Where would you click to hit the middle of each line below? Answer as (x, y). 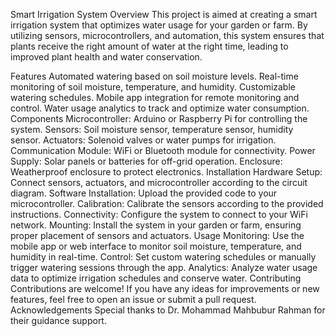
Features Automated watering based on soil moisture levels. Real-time (154, 76)
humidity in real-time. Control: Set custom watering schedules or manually (163, 257)
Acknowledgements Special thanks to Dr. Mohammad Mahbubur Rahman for (168, 310)
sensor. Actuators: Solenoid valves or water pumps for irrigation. (143, 140)
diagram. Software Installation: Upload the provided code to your (144, 193)
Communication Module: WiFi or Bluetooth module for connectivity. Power (163, 150)
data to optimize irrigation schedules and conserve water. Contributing (156, 278)
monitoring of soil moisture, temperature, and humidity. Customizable (153, 87)
